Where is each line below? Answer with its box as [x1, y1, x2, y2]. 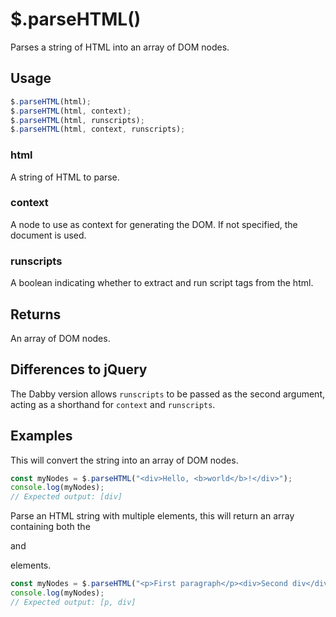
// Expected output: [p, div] [10, 597, 137, 607]
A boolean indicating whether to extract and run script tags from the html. [10, 277, 314, 289]
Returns [10, 306, 62, 323]
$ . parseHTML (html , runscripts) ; [10, 115, 145, 125]
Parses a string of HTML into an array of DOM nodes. [10, 41, 230, 53]
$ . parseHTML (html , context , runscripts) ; [10, 124, 186, 135]
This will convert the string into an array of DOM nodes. [10, 454, 239, 466]
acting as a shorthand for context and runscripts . [10, 398, 216, 410]
